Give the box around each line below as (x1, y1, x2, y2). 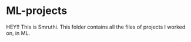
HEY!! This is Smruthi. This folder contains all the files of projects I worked (6, 23, 186, 30)
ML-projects (6, 4, 68, 17)
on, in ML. (6, 29, 31, 36)
